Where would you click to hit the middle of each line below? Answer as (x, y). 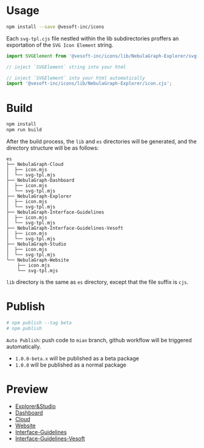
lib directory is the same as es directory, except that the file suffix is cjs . (97, 282)
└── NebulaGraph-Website (38, 260)
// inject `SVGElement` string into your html (66, 67)
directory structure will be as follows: (53, 148)
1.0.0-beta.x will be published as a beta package (77, 358)
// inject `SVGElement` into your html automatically (76, 78)
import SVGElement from (36, 56)
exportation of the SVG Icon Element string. (60, 45)
